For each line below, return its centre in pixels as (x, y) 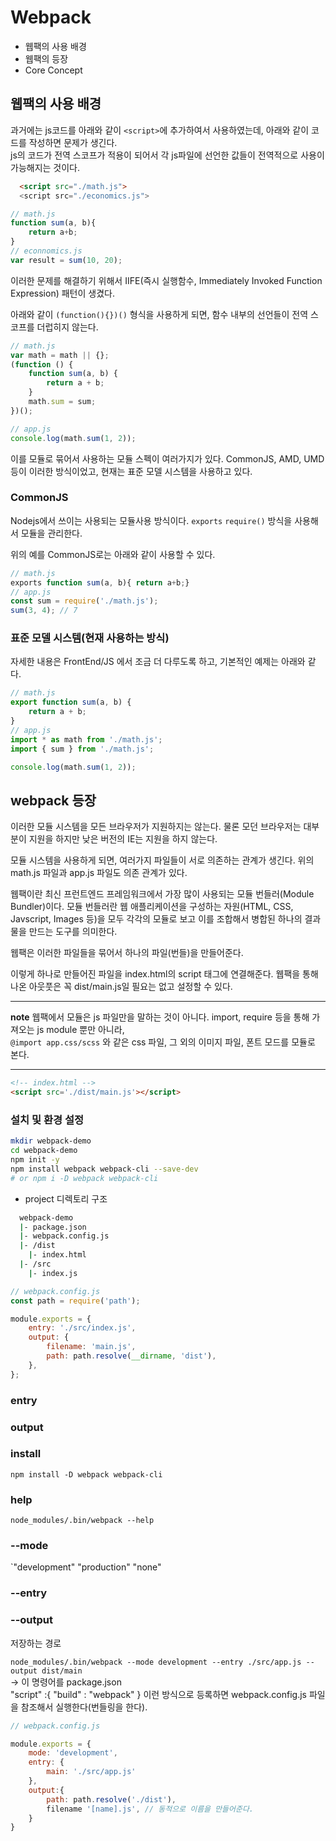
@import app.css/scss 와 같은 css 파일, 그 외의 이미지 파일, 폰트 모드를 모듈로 (163, 1042)
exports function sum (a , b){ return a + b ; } (100, 582)
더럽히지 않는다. (67, 327)
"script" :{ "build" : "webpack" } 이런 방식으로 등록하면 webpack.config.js (158, 1694)
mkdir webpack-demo (51, 1141)
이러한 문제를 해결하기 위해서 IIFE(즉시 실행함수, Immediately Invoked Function (166, 280)
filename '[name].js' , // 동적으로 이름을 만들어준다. (150, 1809)
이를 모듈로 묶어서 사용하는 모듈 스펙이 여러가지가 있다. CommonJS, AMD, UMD (167, 458)
